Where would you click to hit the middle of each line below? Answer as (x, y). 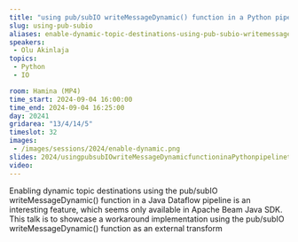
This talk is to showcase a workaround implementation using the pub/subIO (147, 219)
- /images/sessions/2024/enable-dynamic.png (96, 149)
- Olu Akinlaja (41, 51)
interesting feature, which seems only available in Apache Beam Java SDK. (146, 209)
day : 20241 (29, 116)
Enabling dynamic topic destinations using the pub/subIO (114, 191)
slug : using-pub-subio (51, 26)
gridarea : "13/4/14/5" (51, 124)
